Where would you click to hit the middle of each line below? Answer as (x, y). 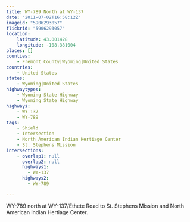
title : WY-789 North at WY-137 (45, 12)
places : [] (20, 51)
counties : (18, 56)
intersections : (25, 150)
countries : (20, 67)
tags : (13, 123)
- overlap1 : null (38, 156)
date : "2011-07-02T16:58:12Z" (44, 17)
